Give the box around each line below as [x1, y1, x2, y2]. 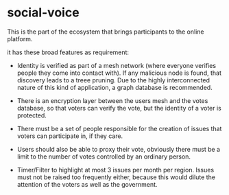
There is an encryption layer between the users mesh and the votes [16, 96, 208, 104]
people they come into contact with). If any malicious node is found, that [16, 69, 221, 77]
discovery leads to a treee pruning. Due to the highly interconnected [16, 76, 210, 84]
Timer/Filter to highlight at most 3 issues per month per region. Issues [16, 165, 215, 174]
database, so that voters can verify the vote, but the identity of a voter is [16, 104, 221, 112]
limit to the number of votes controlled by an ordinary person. [16, 152, 191, 161]
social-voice [7, 5, 80, 21]
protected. [16, 111, 47, 119]
